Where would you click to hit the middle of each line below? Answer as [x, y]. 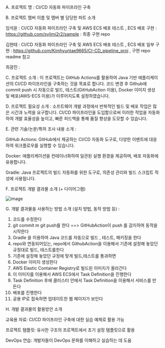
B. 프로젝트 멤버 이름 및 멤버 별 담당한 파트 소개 [51, 18]
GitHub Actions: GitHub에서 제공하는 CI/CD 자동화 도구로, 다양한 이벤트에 [77, 139]
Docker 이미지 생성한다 [35, 262]
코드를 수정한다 [27, 219]
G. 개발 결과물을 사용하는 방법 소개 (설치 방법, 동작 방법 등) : [63, 209]
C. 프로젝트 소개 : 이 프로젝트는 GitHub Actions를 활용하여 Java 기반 [71, 78]
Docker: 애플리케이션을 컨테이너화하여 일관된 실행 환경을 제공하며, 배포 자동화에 [82, 156]
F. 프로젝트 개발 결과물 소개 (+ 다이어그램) [46, 189]
